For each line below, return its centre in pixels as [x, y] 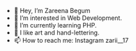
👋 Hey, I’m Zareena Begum [52, 11]
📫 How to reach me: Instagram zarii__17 [71, 40]
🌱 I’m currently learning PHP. [55, 25]
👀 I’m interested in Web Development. [68, 18]
